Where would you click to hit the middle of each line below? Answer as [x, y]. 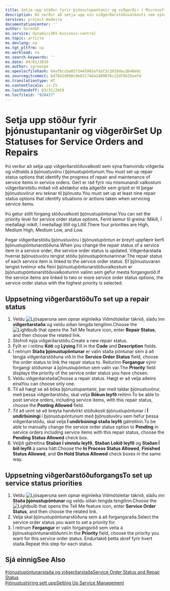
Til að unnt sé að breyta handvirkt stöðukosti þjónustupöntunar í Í [80, 411]
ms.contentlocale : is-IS [31, 85]
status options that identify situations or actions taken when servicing [78, 199]
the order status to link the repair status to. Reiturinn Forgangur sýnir [84, 362]
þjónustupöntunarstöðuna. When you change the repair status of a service [82, 245]
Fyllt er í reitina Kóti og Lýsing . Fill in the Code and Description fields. [85, 346]
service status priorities [44, 483]
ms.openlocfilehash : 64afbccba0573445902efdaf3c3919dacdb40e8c [73, 72]
